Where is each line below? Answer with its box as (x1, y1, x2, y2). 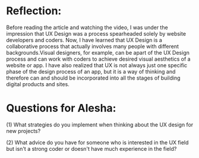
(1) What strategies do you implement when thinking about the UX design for (6, 121, 194, 128)
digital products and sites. (6, 80, 70, 87)
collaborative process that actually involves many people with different (6, 43, 179, 50)
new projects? (6, 127, 41, 134)
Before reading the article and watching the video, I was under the (6, 24, 168, 31)
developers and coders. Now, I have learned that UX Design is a (6, 36, 162, 43)
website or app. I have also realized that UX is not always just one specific (6, 61, 188, 69)
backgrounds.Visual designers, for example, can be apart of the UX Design (6, 49, 190, 56)
